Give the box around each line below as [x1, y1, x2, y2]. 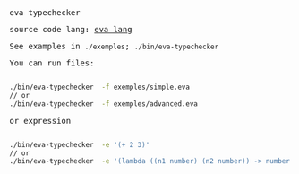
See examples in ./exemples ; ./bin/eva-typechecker [9, 41, 219, 51]
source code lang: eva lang [9, 24, 132, 34]
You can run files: [9, 58, 95, 68]
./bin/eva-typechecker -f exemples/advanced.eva [9, 99, 199, 109]
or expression [9, 116, 72, 126]
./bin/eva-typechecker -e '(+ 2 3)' [9, 140, 150, 149]
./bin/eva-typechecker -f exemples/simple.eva [9, 83, 191, 91]
